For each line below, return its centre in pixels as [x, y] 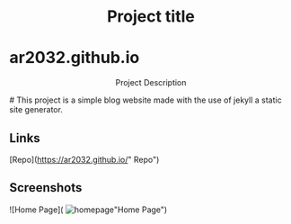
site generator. [36, 110]
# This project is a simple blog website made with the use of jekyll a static [145, 100]
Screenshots [46, 188]
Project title [151, 17]
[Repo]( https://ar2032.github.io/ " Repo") [84, 159]
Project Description [151, 83]
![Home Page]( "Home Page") [88, 210]
